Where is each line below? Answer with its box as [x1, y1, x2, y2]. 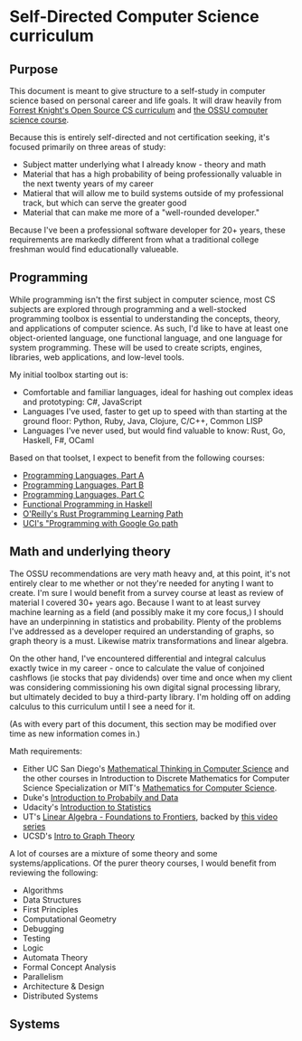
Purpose [9, 62, 59, 77]
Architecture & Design [22, 980, 105, 991]
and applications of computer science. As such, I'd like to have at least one [9, 323, 289, 334]
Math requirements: [9, 745, 83, 756]
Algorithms [22, 885, 64, 895]
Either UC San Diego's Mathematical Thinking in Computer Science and [22, 762, 289, 774]
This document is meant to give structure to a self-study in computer [9, 86, 266, 96]
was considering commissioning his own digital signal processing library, [9, 681, 281, 693]
